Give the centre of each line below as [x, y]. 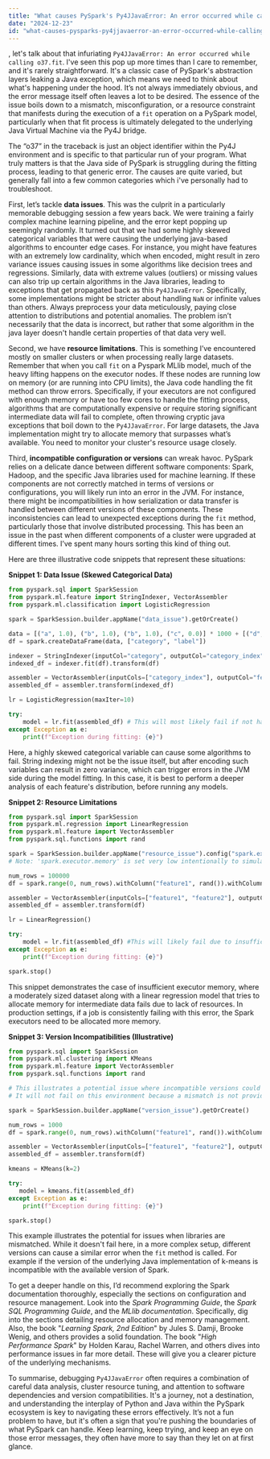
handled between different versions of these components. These [116, 510]
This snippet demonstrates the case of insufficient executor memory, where [134, 986]
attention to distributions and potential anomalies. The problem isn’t [120, 316]
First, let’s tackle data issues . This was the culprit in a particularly [117, 205]
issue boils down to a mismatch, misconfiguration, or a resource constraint [132, 105]
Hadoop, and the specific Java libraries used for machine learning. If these [132, 475]
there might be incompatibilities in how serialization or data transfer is [124, 501]
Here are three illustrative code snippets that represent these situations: [127, 560]
